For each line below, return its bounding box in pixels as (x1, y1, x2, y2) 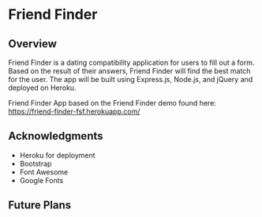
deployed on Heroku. (8, 83, 77, 92)
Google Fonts (19, 175, 64, 185)
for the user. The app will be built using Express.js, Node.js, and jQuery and (8, 75, 253, 84)
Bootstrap (19, 159, 52, 168)
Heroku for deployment (19, 150, 96, 159)
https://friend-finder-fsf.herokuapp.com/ (8, 107, 140, 116)
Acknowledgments (8, 129, 104, 143)
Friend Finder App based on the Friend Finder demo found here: (8, 99, 217, 107)
